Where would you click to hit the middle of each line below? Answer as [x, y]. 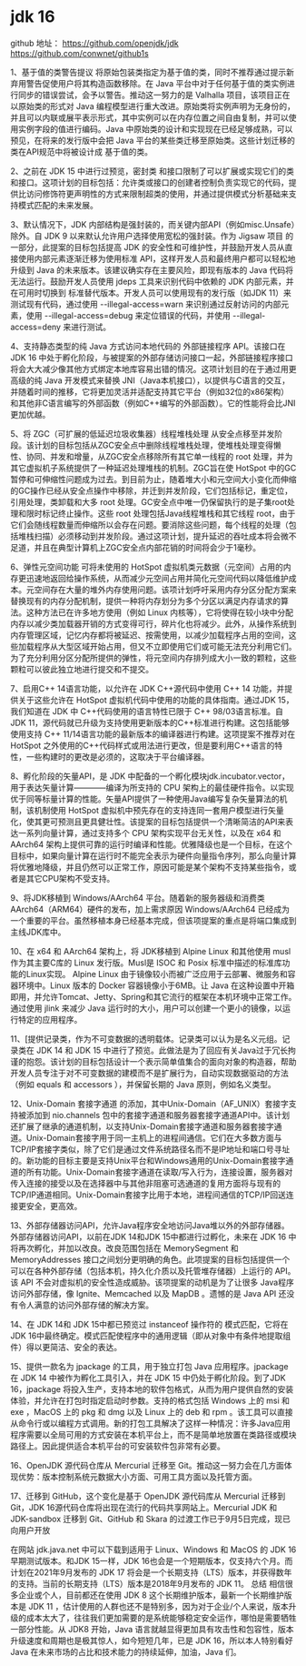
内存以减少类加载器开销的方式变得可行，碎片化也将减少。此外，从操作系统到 [153, 623]
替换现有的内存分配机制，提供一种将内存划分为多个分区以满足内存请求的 [145, 601]
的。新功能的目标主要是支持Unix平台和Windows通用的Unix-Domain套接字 [148, 1160]
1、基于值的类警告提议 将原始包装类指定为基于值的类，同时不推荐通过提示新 [152, 72]
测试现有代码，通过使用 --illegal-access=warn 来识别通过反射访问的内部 [146, 304]
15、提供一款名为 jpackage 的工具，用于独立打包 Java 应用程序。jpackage [149, 1366]
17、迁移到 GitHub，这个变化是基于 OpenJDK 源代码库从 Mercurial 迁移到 [148, 1496]
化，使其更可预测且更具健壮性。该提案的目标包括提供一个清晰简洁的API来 [148, 822]
